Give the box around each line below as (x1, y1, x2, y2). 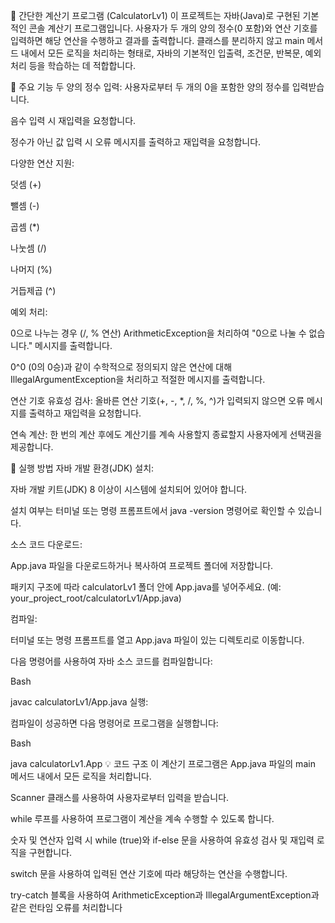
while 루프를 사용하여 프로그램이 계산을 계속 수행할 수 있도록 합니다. (10, 813, 275, 824)
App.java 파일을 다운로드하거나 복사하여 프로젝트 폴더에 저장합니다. (10, 560, 274, 571)
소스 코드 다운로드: (10, 539, 83, 550)
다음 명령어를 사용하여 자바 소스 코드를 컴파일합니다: (10, 655, 213, 667)
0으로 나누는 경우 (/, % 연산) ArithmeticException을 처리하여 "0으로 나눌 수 (10, 327, 307, 339)
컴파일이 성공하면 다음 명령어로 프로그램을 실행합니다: (10, 717, 219, 729)
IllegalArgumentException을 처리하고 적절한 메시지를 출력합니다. (10, 374, 266, 385)
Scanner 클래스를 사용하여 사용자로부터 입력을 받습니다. (10, 792, 230, 803)
